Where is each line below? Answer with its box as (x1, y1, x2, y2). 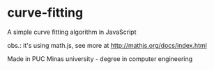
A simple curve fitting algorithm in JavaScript (7, 28, 137, 36)
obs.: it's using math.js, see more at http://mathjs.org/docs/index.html (7, 41, 207, 49)
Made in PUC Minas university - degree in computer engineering (7, 54, 193, 63)
